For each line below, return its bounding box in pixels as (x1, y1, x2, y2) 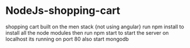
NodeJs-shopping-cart (5, 4, 121, 17)
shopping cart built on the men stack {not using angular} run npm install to (5, 23, 184, 30)
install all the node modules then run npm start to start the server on (5, 29, 169, 36)
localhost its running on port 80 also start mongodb (5, 35, 129, 42)
